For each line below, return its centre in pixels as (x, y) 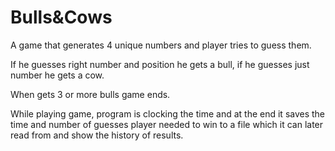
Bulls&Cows (61, 17)
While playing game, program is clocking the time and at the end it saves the (168, 113)
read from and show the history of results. (97, 135)
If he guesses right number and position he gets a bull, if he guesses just (160, 64)
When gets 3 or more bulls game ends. (90, 94)
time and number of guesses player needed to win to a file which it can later (167, 124)
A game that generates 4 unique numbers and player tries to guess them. (161, 45)
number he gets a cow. (57, 75)
